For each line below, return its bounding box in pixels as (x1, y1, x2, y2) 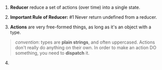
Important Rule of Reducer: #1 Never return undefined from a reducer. (10, 14, 157, 20)
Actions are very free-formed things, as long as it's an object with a (10, 24, 151, 30)
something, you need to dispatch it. (15, 50, 90, 56)
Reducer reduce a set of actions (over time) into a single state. (10, 5, 140, 10)
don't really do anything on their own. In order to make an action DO (15, 45, 156, 50)
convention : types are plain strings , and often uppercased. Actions (15, 39, 155, 45)
